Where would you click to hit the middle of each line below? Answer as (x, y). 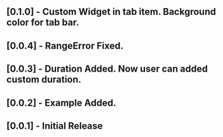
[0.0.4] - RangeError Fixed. (65, 45)
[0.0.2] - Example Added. (62, 103)
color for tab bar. (43, 23)
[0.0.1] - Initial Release (55, 126)
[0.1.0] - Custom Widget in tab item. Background (111, 12)
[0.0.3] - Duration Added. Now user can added (107, 69)
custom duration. (44, 79)
